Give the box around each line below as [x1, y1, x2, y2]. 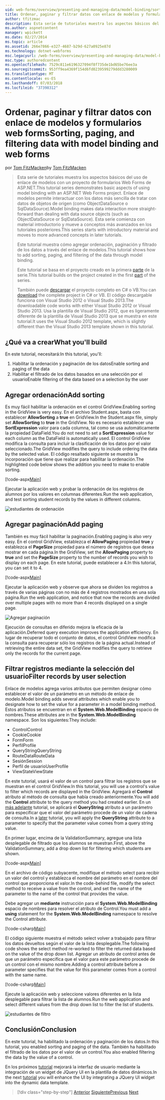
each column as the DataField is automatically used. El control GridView [5, 435, 151, 441]
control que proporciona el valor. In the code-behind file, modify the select [5, 880, 155, 886]
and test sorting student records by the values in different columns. [5, 497, 141, 503]
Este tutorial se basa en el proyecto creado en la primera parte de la [17, 267, 155, 273]
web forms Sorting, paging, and [5, 127, 135, 139]
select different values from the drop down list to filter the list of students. [5, 1001, 154, 1007]
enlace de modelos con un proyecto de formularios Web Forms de [17, 180, 151, 186]
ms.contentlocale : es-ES [5, 76, 56, 81]
